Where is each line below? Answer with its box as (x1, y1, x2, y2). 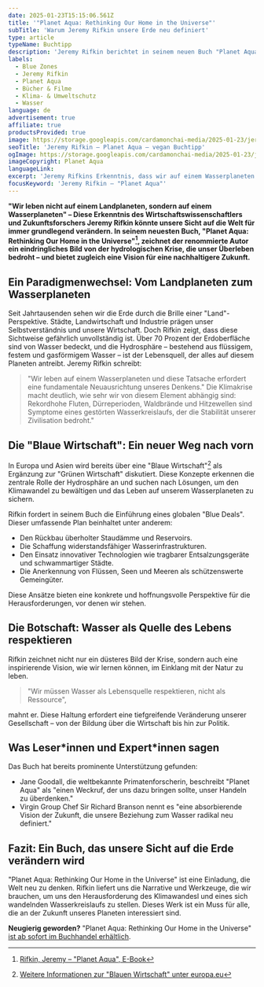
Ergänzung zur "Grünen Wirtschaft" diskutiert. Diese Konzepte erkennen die (8, 469, 255, 478)
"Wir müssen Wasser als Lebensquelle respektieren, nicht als (27, 686, 226, 696)
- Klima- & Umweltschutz (15, 92, 97, 100)
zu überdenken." (19, 794, 74, 803)
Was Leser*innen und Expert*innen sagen (8, 741, 220, 754)
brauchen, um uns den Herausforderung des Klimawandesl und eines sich (8, 892, 248, 901)
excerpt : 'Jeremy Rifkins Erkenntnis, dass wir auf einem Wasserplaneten (8, 172, 255, 181)
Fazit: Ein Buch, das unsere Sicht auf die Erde (8, 842, 234, 855)
